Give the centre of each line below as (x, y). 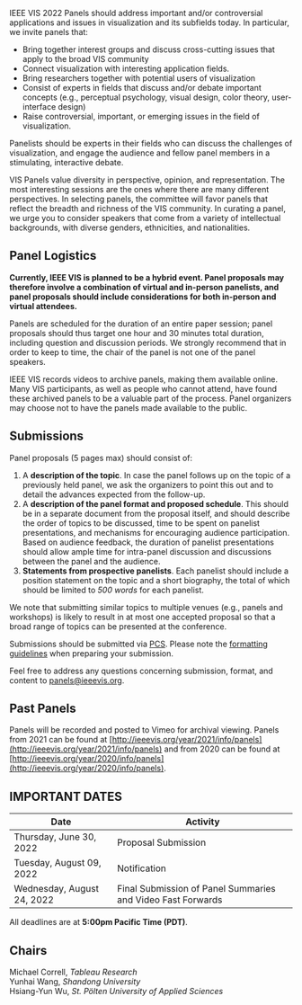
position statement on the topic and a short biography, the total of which (156, 580)
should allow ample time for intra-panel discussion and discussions (147, 551)
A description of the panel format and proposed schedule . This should (155, 503)
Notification (141, 868)
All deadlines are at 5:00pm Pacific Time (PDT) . (99, 922)
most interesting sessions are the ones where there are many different (139, 189)
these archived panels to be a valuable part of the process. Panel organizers (151, 398)
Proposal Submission (161, 842)
